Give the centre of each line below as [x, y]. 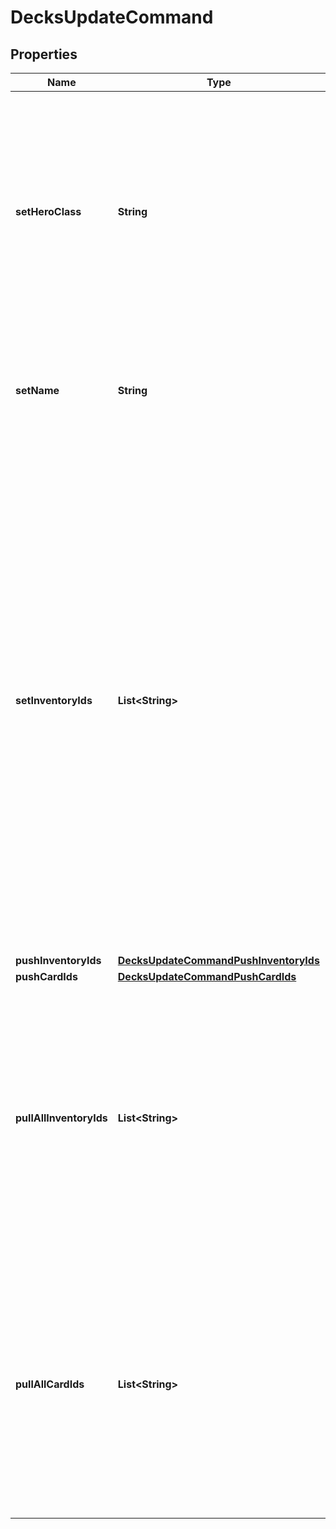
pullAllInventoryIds [61, 1118]
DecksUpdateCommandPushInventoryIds [218, 960]
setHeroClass [48, 211]
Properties [44, 54]
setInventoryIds [54, 700]
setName [37, 390]
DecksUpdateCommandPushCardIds [207, 976]
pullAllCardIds [50, 1384]
